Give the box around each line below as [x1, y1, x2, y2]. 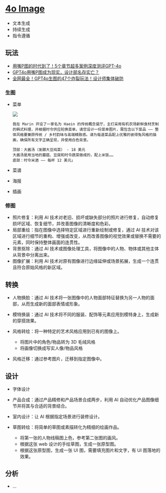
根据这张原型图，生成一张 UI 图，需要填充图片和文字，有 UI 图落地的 [19, 447, 161, 453]
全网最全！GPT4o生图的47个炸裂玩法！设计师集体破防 [12, 75, 124, 81]
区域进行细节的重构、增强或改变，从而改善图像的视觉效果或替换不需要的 [12, 233, 161, 239]
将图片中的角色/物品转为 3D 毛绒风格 [19, 339, 96, 345]
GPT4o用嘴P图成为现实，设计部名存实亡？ [12, 69, 100, 75]
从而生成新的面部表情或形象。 [21, 301, 83, 307]
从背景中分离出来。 [12, 252, 52, 258]
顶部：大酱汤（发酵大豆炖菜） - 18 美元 [12, 147, 86, 152]
